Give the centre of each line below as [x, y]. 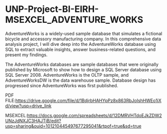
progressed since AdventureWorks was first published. [62, 85]
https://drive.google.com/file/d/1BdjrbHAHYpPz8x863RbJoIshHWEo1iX [88, 100]
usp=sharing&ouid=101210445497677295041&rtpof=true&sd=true [73, 126]
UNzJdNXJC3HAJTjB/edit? [33, 121]
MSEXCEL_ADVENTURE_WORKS [74, 20]
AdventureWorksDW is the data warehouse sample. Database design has [80, 80]
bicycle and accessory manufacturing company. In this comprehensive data [83, 39]
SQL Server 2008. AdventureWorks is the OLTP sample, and [67, 75]
